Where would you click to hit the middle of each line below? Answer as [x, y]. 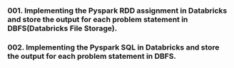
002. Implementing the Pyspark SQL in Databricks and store [113, 47]
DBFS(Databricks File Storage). [62, 28]
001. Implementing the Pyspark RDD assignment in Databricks [117, 11]
